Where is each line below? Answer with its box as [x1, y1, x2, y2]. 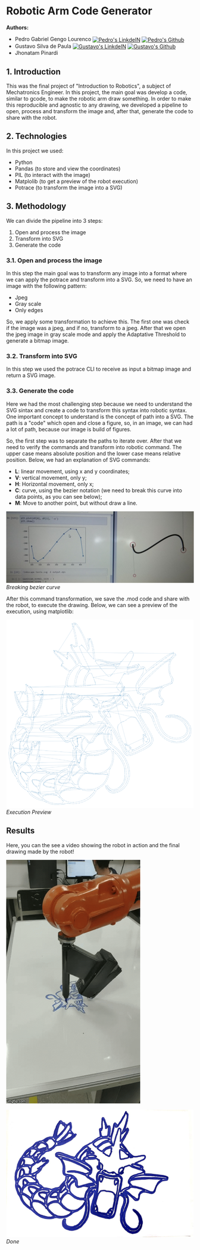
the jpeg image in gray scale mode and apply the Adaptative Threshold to [6, 331, 186, 338]
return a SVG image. [6, 372, 56, 379]
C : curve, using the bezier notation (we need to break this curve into [14, 487, 183, 494]
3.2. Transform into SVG [6, 352, 77, 360]
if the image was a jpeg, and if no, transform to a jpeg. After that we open [6, 325, 186, 332]
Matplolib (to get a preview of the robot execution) [14, 178, 139, 185]
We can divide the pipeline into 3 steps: [6, 217, 103, 224]
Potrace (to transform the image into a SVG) [14, 184, 123, 191]
